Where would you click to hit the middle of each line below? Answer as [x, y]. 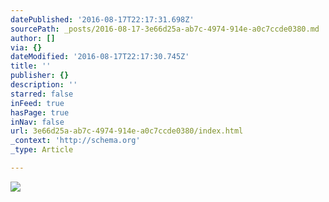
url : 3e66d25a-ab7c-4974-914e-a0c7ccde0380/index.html [127, 131]
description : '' [44, 85]
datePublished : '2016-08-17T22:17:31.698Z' [102, 19]
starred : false [42, 94]
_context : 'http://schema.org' [75, 141]
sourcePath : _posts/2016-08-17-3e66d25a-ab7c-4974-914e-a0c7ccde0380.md [165, 29]
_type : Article [42, 150]
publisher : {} [40, 76]
